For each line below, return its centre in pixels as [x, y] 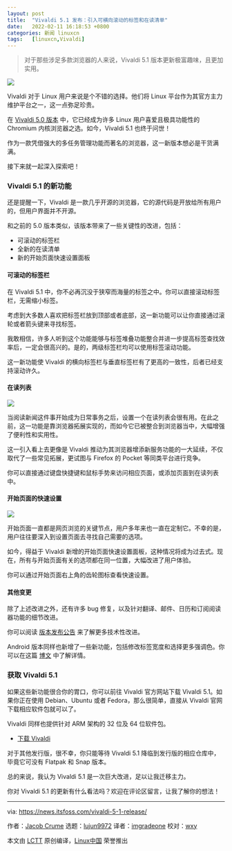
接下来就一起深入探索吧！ [43, 166]
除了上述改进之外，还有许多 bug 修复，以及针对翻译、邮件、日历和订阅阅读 [114, 609]
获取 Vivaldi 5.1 [32, 675]
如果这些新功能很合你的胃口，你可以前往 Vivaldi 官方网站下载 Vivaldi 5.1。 [112, 691]
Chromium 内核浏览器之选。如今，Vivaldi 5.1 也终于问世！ [89, 128]
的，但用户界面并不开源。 [43, 211]
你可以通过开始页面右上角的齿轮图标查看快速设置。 [80, 575]
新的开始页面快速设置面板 [54, 258]
